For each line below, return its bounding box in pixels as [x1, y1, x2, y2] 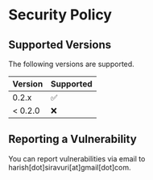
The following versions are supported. [8, 59, 134, 69]
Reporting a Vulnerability [8, 132, 137, 146]
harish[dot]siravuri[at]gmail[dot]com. [8, 162, 131, 172]
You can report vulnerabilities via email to [8, 153, 146, 163]
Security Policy [8, 6, 113, 24]
